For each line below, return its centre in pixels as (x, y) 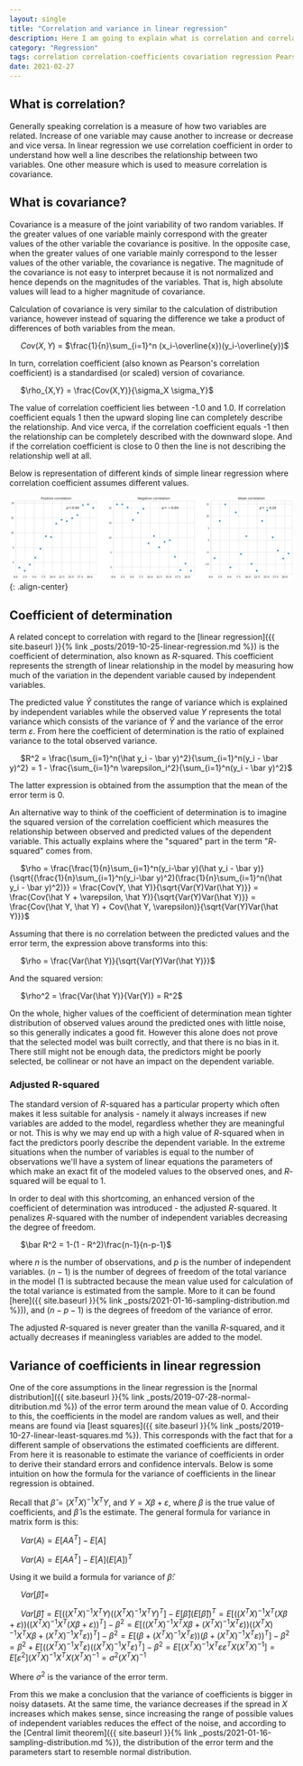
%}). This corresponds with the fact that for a (209, 1436)
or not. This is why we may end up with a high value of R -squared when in (147, 1133)
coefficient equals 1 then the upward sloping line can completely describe (146, 417)
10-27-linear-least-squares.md (66, 1436)
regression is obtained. (52, 1483)
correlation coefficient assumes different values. (99, 482)
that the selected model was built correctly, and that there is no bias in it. (144, 1042)
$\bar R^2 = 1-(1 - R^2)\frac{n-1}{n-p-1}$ (96, 1245)
